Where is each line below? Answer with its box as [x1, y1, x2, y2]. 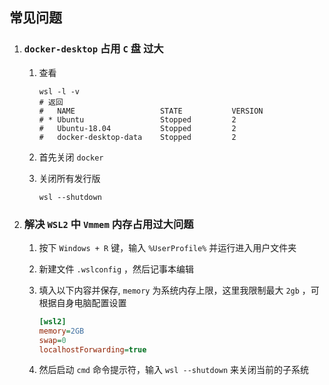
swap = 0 [38, 335, 67, 345]
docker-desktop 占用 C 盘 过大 [23, 42, 164, 56]
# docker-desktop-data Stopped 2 [38, 132, 237, 142]
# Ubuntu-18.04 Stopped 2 [38, 123, 237, 133]
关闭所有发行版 [38, 172, 101, 184]
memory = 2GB [38, 326, 85, 336]
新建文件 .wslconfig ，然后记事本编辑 [38, 263, 195, 275]
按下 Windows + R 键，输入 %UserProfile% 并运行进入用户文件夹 [38, 241, 297, 253]
